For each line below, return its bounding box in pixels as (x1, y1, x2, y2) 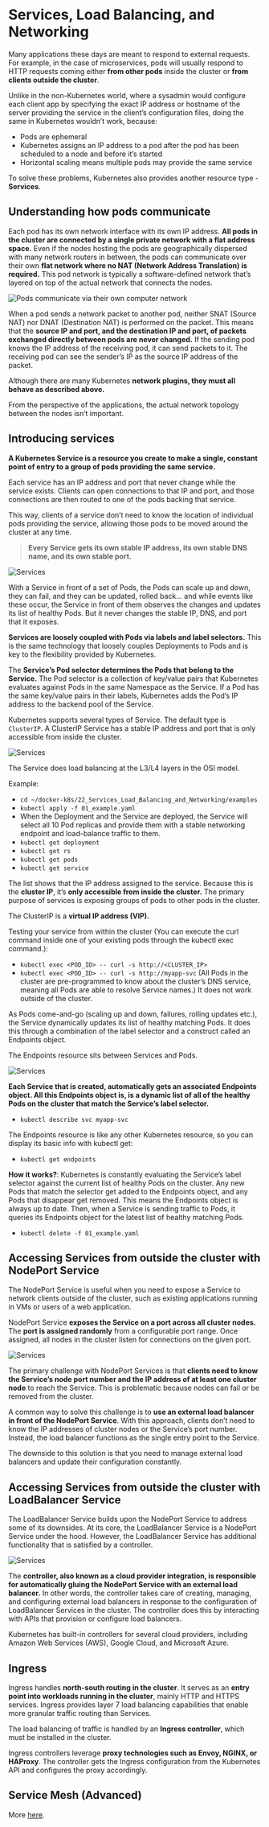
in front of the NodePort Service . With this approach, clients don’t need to (8, 1416, 255, 1425)
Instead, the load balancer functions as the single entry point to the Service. (8, 1433, 259, 1442)
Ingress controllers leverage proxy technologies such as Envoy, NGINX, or (8, 1748, 258, 1758)
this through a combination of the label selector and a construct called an (8, 1026, 251, 1036)
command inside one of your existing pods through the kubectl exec (8, 935, 234, 945)
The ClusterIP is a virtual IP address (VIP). (8, 911, 150, 921)
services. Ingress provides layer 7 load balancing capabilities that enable (8, 1700, 249, 1709)
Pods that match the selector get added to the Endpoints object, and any (8, 1186, 249, 1196)
